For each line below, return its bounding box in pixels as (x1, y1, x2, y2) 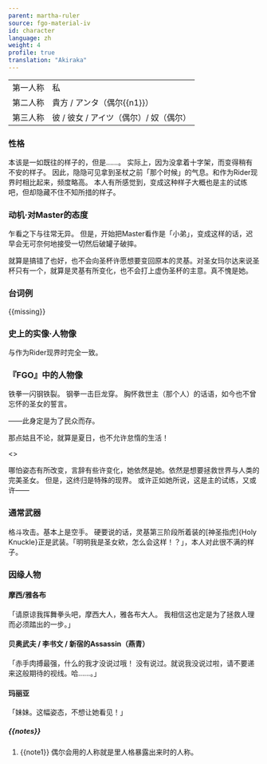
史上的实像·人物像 (8, 328, 77, 339)
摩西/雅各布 (8, 590, 46, 600)
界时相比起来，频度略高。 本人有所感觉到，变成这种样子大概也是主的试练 (8, 177, 248, 188)
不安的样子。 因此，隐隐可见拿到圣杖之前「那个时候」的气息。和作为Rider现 (8, 168, 258, 177)
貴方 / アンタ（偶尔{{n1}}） (52, 97, 154, 108)
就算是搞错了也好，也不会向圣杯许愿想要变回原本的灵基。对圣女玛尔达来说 (8, 256, 253, 266)
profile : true (8, 49, 56, 57)
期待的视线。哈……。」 (29, 668, 101, 678)
